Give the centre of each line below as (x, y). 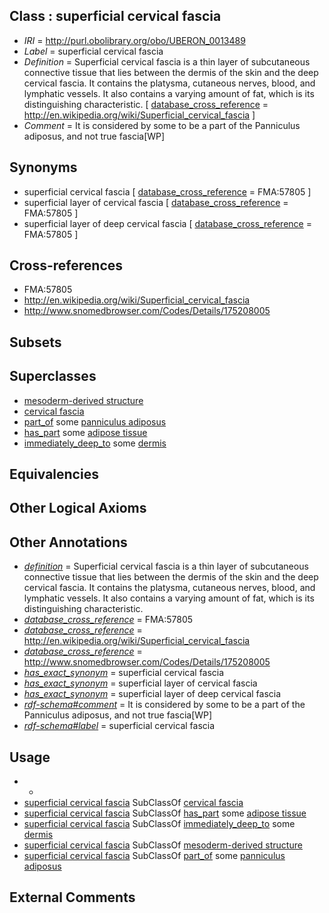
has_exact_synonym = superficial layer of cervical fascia (140, 683)
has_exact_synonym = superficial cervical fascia (124, 673)
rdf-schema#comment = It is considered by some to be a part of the (164, 705)
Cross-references (66, 265)
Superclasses (53, 376)
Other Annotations (68, 542)
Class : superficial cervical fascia (115, 16)
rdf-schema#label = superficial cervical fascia (119, 726)
